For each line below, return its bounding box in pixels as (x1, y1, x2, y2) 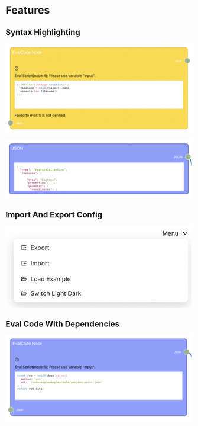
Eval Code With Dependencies (5, 319, 120, 329)
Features (5, 4, 50, 17)
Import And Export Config (5, 210, 103, 220)
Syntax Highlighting (5, 27, 80, 37)
